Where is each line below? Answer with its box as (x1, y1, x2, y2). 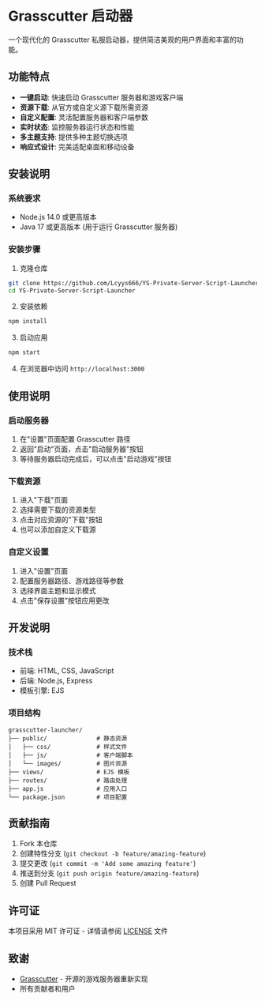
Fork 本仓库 (19, 839, 58, 849)
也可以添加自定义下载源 (19, 525, 96, 534)
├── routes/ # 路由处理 (8, 776, 128, 785)
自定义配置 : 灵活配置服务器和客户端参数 (19, 112, 148, 122)
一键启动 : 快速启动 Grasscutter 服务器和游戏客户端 (19, 92, 184, 102)
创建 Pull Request (19, 879, 77, 888)
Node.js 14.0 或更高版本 (19, 213, 97, 222)
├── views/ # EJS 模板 (8, 768, 130, 776)
